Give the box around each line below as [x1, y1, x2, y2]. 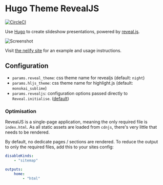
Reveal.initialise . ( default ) [12, 95, 69, 101]
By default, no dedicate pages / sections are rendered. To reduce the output [5, 139, 158, 145]
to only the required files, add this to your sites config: [5, 144, 114, 150]
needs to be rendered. [5, 129, 50, 135]
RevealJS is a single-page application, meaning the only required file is [5, 119, 148, 125]
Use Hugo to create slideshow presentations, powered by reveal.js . [5, 28, 140, 34]
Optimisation [5, 108, 37, 115]
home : [14, 171, 25, 176]
